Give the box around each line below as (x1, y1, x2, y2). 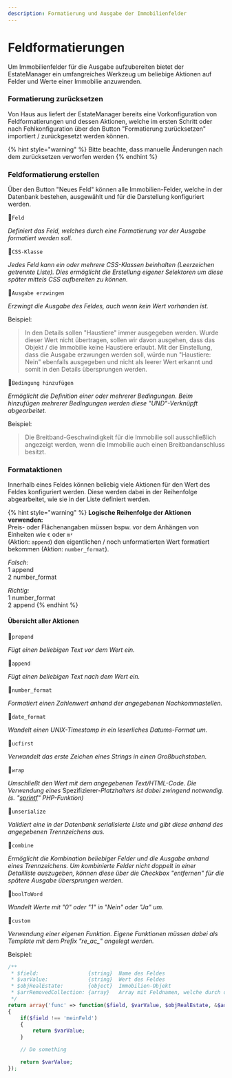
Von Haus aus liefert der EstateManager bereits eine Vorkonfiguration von (8, 109, 218, 118)
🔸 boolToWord (8, 889, 43, 898)
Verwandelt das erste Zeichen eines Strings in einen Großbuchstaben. (8, 752, 207, 761)
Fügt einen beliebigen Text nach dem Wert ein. (8, 672, 140, 680)
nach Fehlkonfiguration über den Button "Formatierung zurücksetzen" (8, 125, 206, 133)
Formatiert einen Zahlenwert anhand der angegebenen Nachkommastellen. (8, 699, 223, 707)
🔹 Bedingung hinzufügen (8, 379, 74, 387)
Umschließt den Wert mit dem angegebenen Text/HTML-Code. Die (8, 779, 197, 787)
